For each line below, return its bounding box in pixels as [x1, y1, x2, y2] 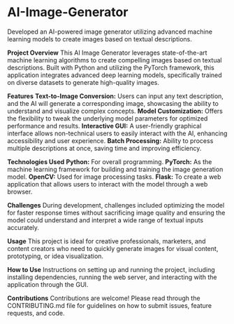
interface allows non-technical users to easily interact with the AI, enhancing [7, 129, 228, 137]
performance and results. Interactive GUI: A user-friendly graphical [7, 121, 202, 130]
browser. [7, 187, 33, 196]
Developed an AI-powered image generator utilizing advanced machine [7, 27, 213, 36]
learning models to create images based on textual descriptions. [7, 34, 192, 43]
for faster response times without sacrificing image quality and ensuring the [7, 208, 226, 217]
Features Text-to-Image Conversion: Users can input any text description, [7, 92, 224, 100]
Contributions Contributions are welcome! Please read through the [7, 294, 200, 302]
